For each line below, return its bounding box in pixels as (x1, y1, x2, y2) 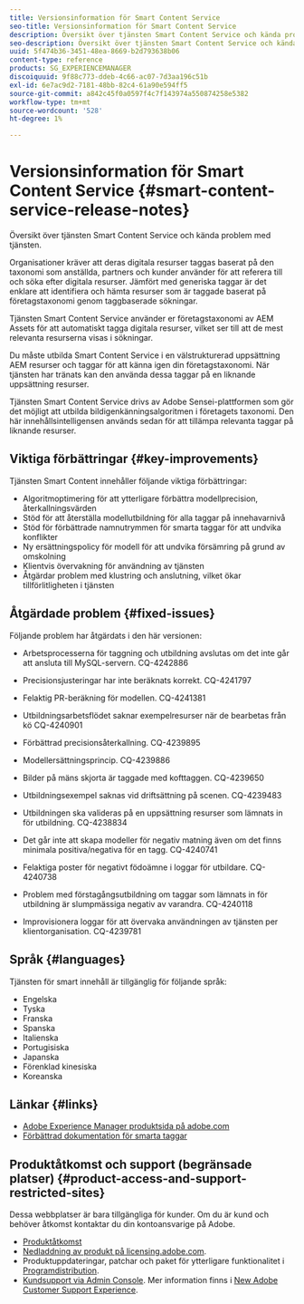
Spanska (22, 1022, 56, 1033)
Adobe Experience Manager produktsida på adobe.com (22, 1121, 230, 1132)
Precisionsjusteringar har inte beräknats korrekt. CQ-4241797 (22, 674, 252, 685)
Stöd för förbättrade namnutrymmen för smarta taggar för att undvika (22, 522, 282, 533)
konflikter (22, 531, 59, 542)
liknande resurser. (9, 425, 77, 436)
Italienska (22, 1032, 59, 1043)
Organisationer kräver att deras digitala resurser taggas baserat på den (9, 257, 274, 268)
